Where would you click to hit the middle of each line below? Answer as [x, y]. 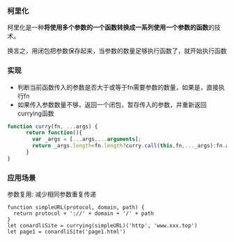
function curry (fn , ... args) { [53, 127]
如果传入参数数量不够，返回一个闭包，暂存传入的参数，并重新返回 [112, 104]
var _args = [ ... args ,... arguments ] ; [87, 139]
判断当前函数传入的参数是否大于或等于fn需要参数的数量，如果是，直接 [118, 87]
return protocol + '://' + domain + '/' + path [84, 213]
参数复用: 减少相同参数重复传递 [52, 194]
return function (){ [54, 133]
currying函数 [36, 113]
